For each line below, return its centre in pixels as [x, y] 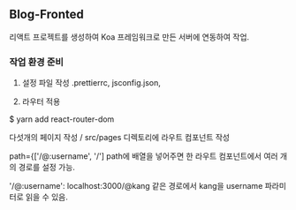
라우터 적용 [41, 101]
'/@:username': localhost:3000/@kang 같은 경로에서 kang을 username [136, 186]
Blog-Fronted [46, 15]
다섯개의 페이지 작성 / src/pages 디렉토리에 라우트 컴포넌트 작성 [119, 138]
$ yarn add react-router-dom [62, 119]
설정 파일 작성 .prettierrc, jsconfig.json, [91, 83]
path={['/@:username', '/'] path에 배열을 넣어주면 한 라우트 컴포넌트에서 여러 [144, 156]
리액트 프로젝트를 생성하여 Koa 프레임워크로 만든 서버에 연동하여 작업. [129, 37]
